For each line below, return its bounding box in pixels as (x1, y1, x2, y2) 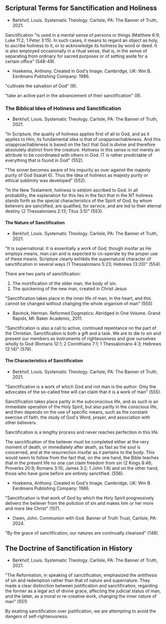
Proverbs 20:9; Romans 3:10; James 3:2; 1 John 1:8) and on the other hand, (5, 465, 159, 471)
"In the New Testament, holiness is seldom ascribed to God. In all (5, 187, 138, 193)
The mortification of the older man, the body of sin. (12, 280, 117, 287)
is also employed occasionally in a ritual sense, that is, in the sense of (5, 48, 147, 54)
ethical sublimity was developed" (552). (5, 178, 86, 184)
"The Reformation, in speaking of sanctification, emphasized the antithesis (5, 572, 158, 578)
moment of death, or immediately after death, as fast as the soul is (5, 444, 141, 450)
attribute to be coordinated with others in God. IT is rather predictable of (5, 152, 153, 158)
